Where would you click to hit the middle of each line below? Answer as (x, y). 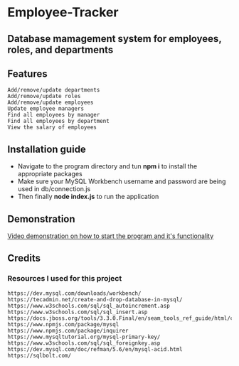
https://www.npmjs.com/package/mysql (63, 324)
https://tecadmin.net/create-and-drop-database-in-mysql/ (95, 299)
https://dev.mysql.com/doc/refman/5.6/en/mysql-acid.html (95, 349)
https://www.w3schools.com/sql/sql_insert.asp (78, 312)
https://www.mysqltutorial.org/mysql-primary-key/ (84, 337)
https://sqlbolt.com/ (39, 355)
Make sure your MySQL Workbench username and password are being (122, 181)
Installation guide (47, 149)
